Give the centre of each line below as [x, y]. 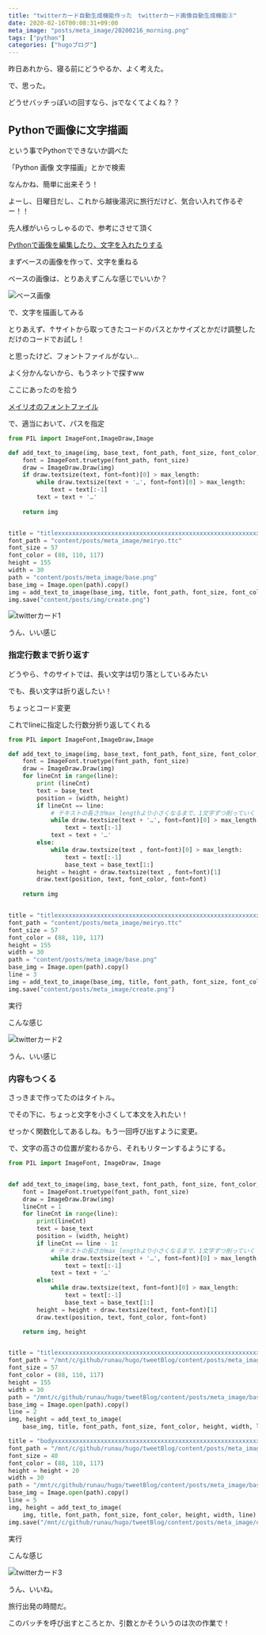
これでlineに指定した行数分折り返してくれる [80, 724]
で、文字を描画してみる [46, 312]
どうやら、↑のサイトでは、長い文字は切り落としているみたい [108, 674]
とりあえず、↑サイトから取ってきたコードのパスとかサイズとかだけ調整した [132, 329]
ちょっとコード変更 [40, 708]
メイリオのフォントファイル [53, 407]
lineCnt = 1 [42, 1207]
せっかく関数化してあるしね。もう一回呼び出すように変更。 [105, 1132]
